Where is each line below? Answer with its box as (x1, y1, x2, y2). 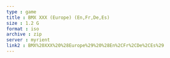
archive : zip (6, 31, 42, 37)
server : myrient (6, 37, 50, 43)
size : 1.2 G (6, 20, 39, 26)
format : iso (6, 25, 39, 32)
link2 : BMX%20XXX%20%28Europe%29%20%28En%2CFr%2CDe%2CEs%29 (6, 43, 165, 49)
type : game (6, 8, 36, 15)
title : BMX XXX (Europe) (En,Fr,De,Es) (6, 14, 110, 21)
